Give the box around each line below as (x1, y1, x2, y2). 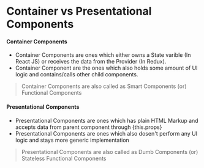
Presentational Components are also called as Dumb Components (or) (21, 148, 198, 155)
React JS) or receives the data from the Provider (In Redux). (15, 58, 167, 65)
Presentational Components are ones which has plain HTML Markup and (15, 117, 198, 124)
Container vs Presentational (6, 4, 152, 18)
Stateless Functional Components (21, 155, 107, 162)
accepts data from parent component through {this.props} (15, 123, 162, 131)
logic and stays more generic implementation (15, 136, 130, 144)
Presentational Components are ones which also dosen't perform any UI (15, 130, 198, 137)
